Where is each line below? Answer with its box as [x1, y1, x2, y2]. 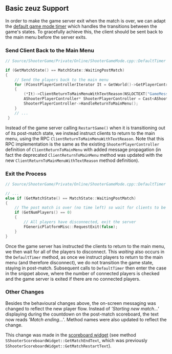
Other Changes [5, 288, 45, 296]
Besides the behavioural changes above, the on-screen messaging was [5, 300, 156, 306]
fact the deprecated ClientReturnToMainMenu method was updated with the [5, 152, 163, 158]
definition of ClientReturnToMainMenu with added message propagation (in [5, 146, 161, 153]
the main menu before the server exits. [5, 34, 87, 40]
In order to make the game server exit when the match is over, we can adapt [5, 17, 166, 24]
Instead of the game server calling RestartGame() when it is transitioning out [5, 124, 165, 131]
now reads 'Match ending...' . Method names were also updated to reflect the [5, 316, 167, 322]
